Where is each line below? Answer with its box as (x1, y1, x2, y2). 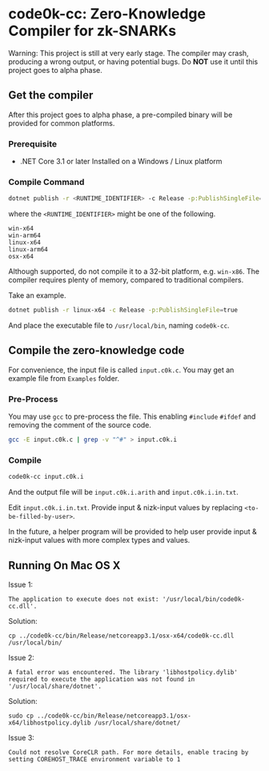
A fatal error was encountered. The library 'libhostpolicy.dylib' (8, 669, 239, 677)
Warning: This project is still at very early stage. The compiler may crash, (8, 48, 250, 58)
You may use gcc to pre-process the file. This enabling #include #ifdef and (8, 412, 256, 421)
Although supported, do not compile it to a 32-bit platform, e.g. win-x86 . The (8, 267, 260, 276)
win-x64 (8, 225, 34, 233)
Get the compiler (8, 89, 94, 102)
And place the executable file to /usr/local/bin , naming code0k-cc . (8, 321, 230, 331)
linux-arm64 (8, 246, 48, 254)
